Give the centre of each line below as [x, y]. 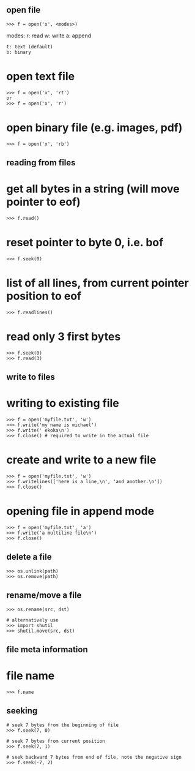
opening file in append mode [80, 511]
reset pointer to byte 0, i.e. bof [85, 243]
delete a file [29, 557]
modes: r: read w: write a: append [49, 36]
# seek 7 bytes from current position [56, 741]
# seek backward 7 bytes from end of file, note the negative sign [94, 757]
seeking [22, 711]
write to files [31, 377]
